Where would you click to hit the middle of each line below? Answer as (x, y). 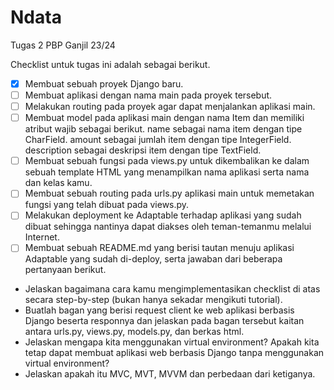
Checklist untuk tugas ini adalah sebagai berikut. (110, 64)
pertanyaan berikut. (65, 270)
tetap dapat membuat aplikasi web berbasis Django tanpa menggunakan (174, 353)
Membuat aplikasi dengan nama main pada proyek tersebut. (148, 95)
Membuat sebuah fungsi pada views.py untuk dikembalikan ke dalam (167, 161)
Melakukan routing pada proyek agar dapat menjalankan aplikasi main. (170, 107)
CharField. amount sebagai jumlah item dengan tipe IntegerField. (158, 140)
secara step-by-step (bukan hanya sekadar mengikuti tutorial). (153, 300)
